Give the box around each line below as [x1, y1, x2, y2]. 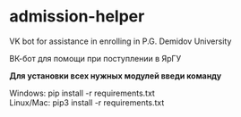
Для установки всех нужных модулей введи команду [9, 70, 222, 81]
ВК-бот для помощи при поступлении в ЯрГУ [9, 53, 182, 63]
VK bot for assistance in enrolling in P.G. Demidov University [9, 36, 232, 46]
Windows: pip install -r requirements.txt [9, 88, 155, 98]
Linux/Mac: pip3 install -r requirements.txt [9, 96, 165, 108]
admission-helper [9, 6, 145, 27]
